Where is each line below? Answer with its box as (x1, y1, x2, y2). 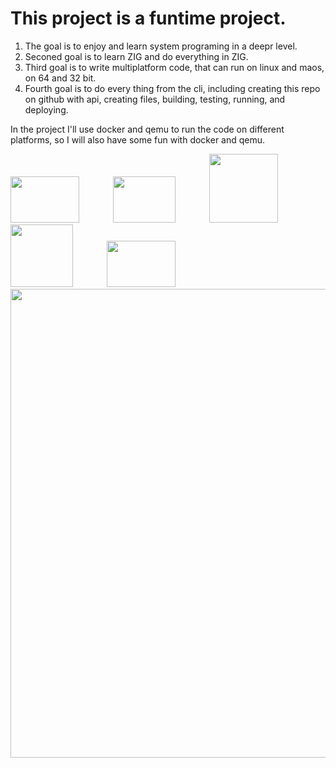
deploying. (24, 103, 69, 116)
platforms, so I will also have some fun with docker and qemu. (10, 133, 266, 146)
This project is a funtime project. (10, 7, 287, 30)
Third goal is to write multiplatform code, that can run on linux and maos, (24, 61, 325, 73)
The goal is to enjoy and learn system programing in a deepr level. (24, 40, 298, 52)
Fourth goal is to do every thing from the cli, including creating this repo (24, 82, 321, 94)
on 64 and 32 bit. (24, 72, 97, 84)
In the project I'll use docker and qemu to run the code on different (10, 123, 285, 135)
